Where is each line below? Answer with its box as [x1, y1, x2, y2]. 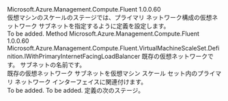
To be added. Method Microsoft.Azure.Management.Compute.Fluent [7, 29, 200, 38]
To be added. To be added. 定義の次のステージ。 [7, 87, 145, 94]
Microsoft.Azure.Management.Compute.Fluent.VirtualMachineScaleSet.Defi [7, 44, 220, 52]
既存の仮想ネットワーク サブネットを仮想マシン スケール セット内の [7, 70, 198, 77]
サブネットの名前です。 [20, 61, 86, 69]
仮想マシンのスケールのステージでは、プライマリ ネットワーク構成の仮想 [7, 14, 212, 21]
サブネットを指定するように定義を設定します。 [38, 22, 170, 30]
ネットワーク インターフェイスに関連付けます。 [14, 78, 147, 86]
